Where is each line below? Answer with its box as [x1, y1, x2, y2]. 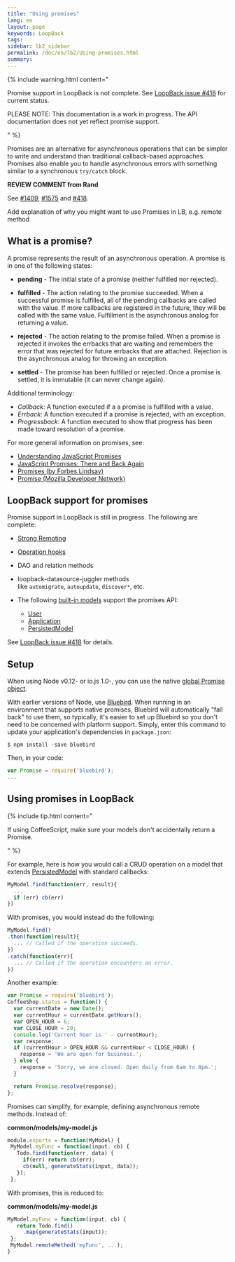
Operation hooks [17, 548, 66, 556]
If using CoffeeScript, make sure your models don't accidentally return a [7, 825, 215, 834]
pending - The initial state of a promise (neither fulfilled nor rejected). [17, 275, 218, 283]
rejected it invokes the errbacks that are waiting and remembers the [17, 339, 213, 348]
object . [7, 684, 28, 693]
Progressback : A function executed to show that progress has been [17, 417, 213, 426]
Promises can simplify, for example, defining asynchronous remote [7, 1102, 200, 1111]
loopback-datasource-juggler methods [17, 575, 129, 583]
